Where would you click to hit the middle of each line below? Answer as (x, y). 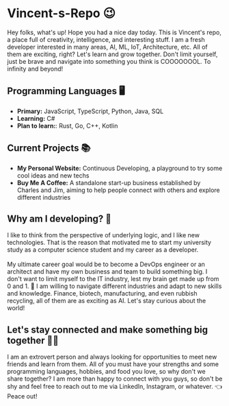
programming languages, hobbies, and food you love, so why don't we (107, 372)
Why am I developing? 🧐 (59, 218)
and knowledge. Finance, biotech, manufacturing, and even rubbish (102, 294)
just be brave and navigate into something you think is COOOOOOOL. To (109, 61)
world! (16, 308)
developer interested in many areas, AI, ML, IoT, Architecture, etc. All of (107, 47)
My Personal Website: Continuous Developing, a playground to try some (120, 168)
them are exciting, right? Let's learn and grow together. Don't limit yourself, (112, 54)
